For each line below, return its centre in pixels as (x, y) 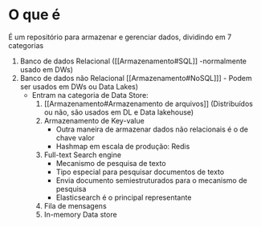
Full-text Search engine (83, 155)
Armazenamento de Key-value (94, 120)
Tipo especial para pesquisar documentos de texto (140, 172)
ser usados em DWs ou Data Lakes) (79, 87)
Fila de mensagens (75, 205)
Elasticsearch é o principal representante (124, 197)
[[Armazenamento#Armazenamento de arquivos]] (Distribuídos (148, 103)
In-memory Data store (81, 214)
